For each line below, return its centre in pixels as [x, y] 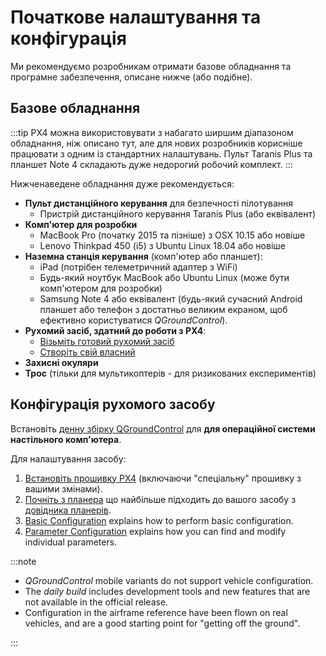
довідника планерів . [68, 510]
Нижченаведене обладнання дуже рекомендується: [122, 183]
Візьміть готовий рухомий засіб [107, 341]
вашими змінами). [63, 488]
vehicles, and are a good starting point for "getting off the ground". [162, 623]
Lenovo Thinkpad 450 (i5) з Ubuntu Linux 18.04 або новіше [162, 245]
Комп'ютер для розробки [81, 224]
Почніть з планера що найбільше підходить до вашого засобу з [160, 499]
